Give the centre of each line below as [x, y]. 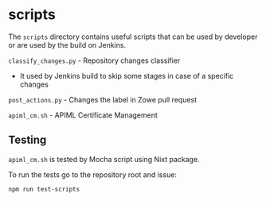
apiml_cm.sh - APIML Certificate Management [83, 115]
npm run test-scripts [44, 189]
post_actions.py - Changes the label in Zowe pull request [103, 99]
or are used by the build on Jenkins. [67, 44]
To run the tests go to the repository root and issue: [93, 174]
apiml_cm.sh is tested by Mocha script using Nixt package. [104, 159]
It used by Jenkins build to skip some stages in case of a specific [127, 75]
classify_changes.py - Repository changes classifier [94, 60]
